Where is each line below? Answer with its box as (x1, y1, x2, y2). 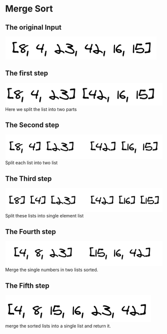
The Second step (5, 121, 59, 130)
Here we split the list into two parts (5, 106, 77, 113)
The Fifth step (5, 281, 49, 290)
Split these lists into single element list (5, 213, 84, 219)
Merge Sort (5, 3, 53, 15)
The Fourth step (5, 227, 56, 236)
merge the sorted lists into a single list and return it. (5, 323, 111, 329)
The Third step (5, 174, 52, 183)
